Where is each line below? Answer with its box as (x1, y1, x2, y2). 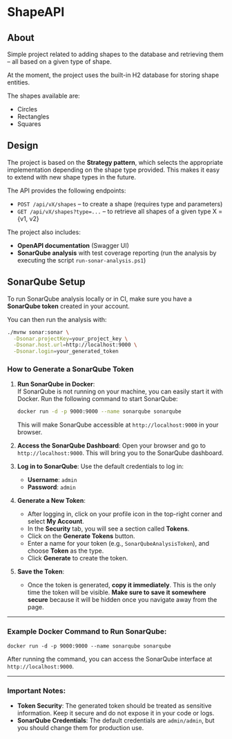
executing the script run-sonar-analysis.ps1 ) (17, 256, 146, 264)
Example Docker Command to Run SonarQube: (7, 627, 167, 636)
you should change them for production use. (17, 723, 144, 731)
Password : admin (27, 483, 76, 492)
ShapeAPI (7, 4, 65, 20)
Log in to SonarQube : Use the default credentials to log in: (17, 462, 184, 471)
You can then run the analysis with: (7, 315, 107, 323)
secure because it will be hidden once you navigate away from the (27, 596, 217, 604)
